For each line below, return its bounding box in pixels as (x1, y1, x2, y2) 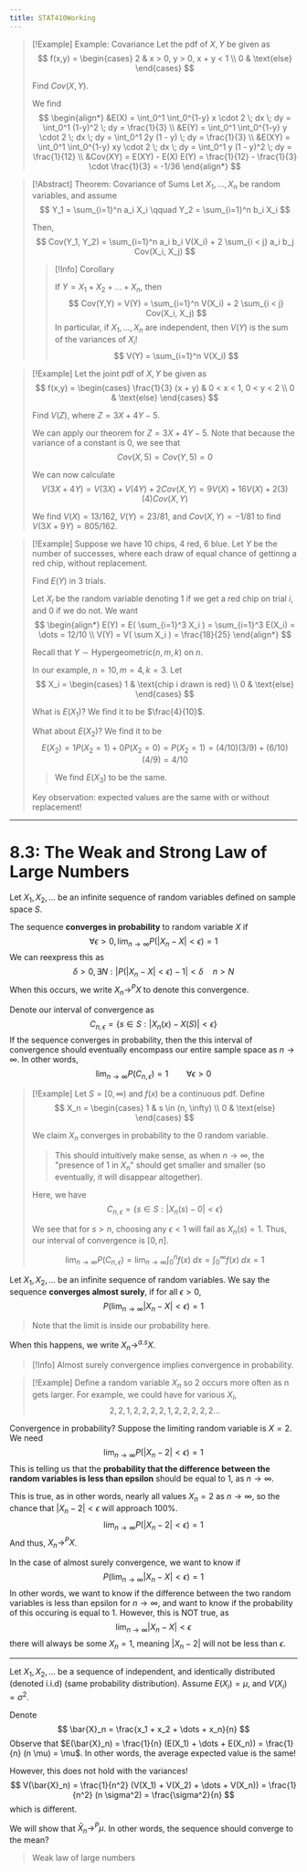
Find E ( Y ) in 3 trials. (31, 575, 107, 586)
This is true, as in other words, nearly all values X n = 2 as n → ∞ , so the (9, 1491, 281, 1504)
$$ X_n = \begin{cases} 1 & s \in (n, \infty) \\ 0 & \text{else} (54, 1103, 276, 1114)
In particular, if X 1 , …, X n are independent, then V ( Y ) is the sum (54, 322, 289, 335)
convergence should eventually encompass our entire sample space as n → (9, 1044, 295, 1055)
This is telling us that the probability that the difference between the (9, 1464, 271, 1475)
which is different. (9, 1803, 78, 1814)
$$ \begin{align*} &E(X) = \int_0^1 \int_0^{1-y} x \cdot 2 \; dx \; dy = (37, 111, 291, 123)
